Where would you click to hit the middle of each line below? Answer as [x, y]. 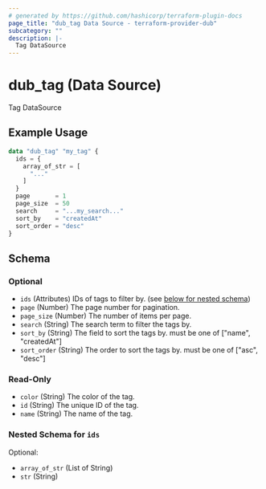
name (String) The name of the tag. [76, 414]
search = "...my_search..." [70, 211]
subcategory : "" [35, 31]
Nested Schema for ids [54, 434]
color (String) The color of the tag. [77, 397]
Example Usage [48, 133]
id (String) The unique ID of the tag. [79, 405]
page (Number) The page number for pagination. [100, 308]
